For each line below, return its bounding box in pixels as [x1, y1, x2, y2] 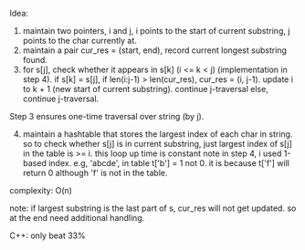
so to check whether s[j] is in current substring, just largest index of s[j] [22, 139, 292, 149]
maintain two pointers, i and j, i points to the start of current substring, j [22, 26, 290, 36]
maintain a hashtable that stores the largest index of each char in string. [22, 129, 293, 140]
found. [22, 55, 48, 65]
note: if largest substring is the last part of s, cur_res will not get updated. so [9, 203, 297, 214]
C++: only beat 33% [9, 230, 86, 241]
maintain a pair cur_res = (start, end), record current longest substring [22, 45, 288, 56]
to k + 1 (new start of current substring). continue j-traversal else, [22, 84, 269, 94]
